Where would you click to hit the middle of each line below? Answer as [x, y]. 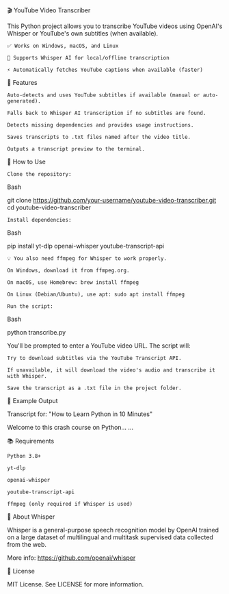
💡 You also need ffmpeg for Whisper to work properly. [87, 259]
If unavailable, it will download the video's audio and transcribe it [111, 370]
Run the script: [30, 307]
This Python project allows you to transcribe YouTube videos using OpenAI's [115, 26]
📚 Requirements [31, 441]
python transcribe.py [37, 332]
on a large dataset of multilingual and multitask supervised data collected [110, 537]
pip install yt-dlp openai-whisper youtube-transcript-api [86, 246]
